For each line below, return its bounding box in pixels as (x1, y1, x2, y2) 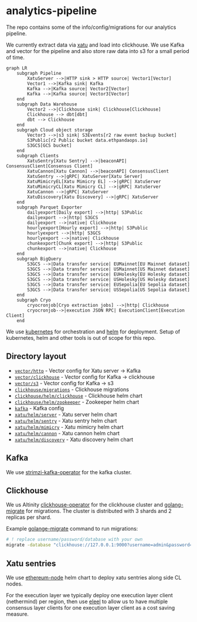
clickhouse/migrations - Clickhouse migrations (14, 386, 129, 393)
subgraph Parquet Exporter (16, 204, 83, 210)
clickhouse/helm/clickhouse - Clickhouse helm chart (14, 392, 142, 399)
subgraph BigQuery (16, 256, 62, 262)
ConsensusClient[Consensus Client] (6, 163, 93, 169)
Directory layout (6, 352, 67, 362)
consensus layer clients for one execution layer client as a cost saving (6, 604, 175, 611)
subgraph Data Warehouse (16, 101, 77, 107)
